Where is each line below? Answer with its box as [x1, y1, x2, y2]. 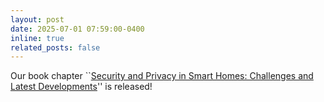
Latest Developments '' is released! [10, 81, 153, 93]
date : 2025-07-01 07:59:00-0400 [10, 24, 145, 34]
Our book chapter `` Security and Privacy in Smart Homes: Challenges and [10, 70, 314, 82]
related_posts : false [10, 42, 101, 53]
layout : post [10, 14, 65, 25]
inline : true [10, 33, 65, 43]
